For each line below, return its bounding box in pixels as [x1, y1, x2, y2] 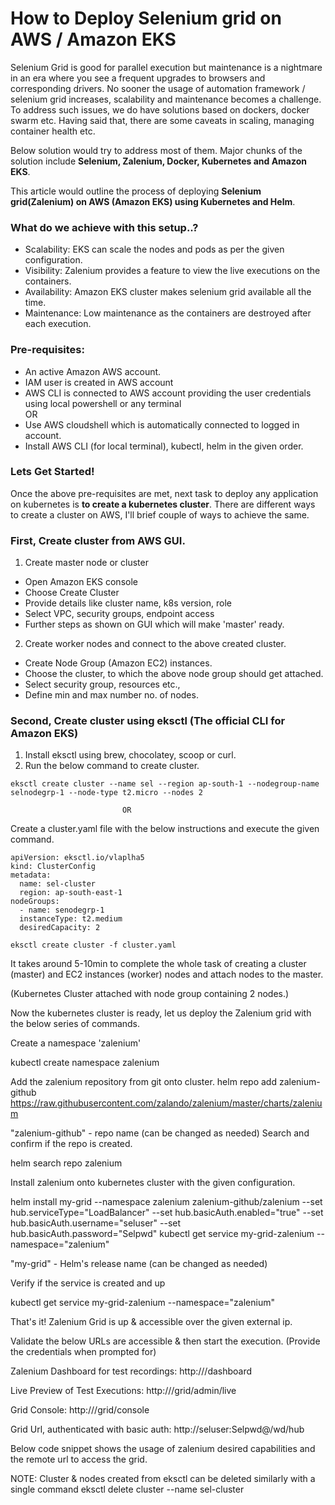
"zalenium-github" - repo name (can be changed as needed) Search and [10, 1127, 310, 1139]
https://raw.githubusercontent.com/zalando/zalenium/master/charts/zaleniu [10, 1097, 323, 1109]
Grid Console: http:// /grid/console [10, 1404, 150, 1416]
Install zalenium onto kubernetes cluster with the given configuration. [10, 1177, 296, 1189]
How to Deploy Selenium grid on [10, 7, 282, 30]
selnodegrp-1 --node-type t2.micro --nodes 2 [10, 788, 203, 798]
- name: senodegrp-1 [19, 905, 105, 916]
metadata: [10, 870, 52, 881]
